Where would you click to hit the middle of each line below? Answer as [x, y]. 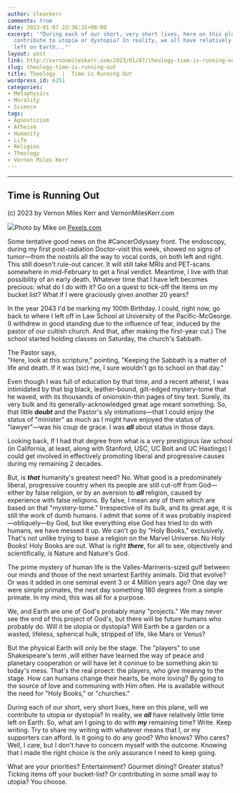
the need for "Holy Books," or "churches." [69, 693]
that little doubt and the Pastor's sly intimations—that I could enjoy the [111, 412]
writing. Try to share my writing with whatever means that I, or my [104, 729]
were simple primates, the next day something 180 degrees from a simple [115, 590]
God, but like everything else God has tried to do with [134, 522]
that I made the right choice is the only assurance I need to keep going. [112, 752]
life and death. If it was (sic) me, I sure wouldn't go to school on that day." [115, 368]
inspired [219, 515]
